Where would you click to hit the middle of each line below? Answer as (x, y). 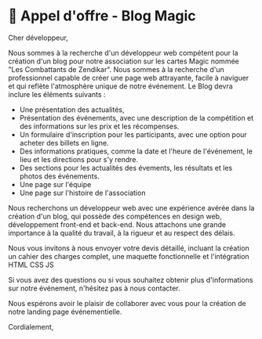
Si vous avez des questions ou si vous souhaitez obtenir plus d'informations (131, 279)
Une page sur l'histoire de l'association (82, 193)
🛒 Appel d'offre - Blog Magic (102, 16)
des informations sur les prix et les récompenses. (99, 126)
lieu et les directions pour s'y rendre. (79, 159)
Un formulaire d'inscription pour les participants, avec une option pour (133, 134)
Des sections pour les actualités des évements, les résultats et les (126, 168)
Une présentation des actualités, (72, 110)
